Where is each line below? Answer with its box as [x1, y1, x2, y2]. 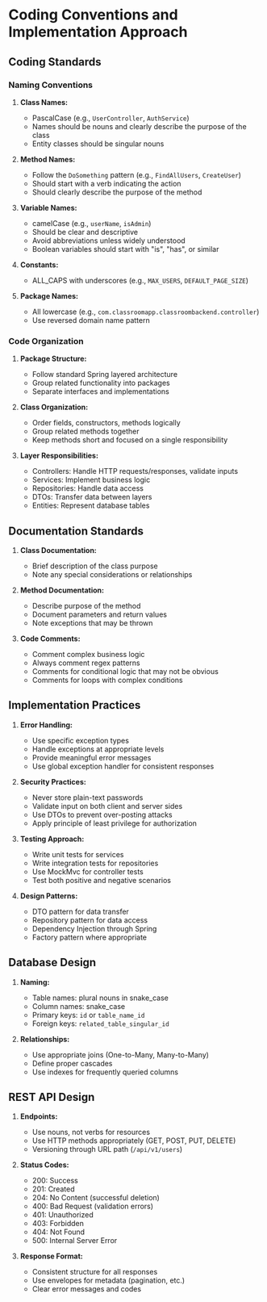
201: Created [31, 1184, 75, 1194]
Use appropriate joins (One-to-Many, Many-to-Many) [31, 1049, 210, 1059]
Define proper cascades [31, 1058, 113, 1068]
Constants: [19, 260, 59, 270]
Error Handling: [19, 720, 73, 730]
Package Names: [19, 291, 79, 300]
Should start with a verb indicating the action [31, 178, 181, 188]
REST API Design [8, 1091, 95, 1103]
